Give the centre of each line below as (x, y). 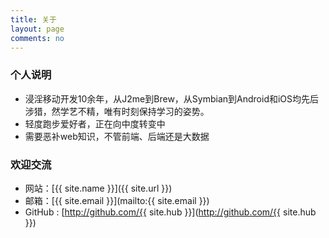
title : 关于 (33, 19)
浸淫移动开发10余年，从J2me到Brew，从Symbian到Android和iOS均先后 (172, 98)
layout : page (37, 29)
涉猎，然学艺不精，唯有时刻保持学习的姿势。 (117, 111)
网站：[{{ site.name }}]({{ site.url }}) (98, 188)
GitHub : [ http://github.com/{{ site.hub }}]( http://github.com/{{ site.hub (170, 212)
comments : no (37, 38)
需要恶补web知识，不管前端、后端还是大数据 (117, 136)
